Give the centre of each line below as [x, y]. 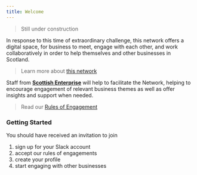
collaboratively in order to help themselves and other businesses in [89, 53]
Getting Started [29, 122]
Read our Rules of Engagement [59, 107]
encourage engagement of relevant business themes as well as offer [90, 89]
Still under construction [50, 29]
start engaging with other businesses [61, 165]
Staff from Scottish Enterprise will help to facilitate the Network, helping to [98, 82]
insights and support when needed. [50, 95]
